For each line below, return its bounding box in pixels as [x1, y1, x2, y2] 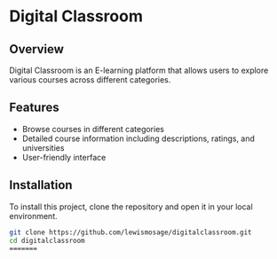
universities [21, 142, 65, 153]
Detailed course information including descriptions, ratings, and [21, 133, 256, 144]
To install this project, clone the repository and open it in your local [9, 201, 253, 212]
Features [9, 100, 59, 115]
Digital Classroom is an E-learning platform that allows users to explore [9, 65, 269, 75]
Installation [9, 177, 73, 192]
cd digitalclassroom [9, 236, 86, 245]
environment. [9, 210, 58, 221]
